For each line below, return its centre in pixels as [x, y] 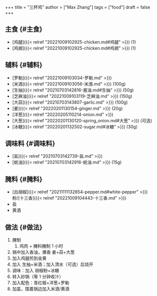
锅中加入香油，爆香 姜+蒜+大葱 [43, 252]
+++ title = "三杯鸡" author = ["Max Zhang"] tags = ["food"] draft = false [78, 7]
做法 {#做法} [24, 227]
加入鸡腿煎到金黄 [29, 258]
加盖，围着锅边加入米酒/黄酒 [41, 289]
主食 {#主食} [24, 29]
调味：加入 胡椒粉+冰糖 [36, 271]
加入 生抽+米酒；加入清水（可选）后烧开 [53, 264]
